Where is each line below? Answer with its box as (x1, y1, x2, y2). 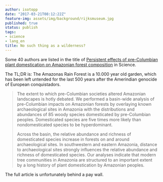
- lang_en (5, 39, 25, 44)
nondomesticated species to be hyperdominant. (16, 122, 113, 128)
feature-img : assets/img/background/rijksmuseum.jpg (5, 16, 114, 21)
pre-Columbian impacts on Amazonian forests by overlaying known (16, 101, 152, 107)
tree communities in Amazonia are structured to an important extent (16, 157, 153, 163)
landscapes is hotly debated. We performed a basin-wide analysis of (16, 96, 155, 102)
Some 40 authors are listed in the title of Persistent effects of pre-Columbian (5, 56, 158, 62)
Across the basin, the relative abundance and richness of (16, 131, 131, 137)
